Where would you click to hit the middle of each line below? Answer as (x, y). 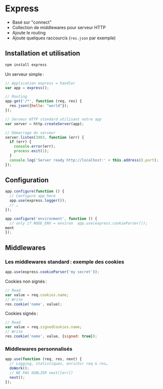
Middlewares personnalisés (39, 349)
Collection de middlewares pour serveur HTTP (59, 27)
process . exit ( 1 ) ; (32, 151)
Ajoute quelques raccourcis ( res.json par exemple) (64, 38)
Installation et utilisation (43, 53)
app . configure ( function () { (35, 192)
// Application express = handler (40, 83)
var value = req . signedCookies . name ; (44, 327)
